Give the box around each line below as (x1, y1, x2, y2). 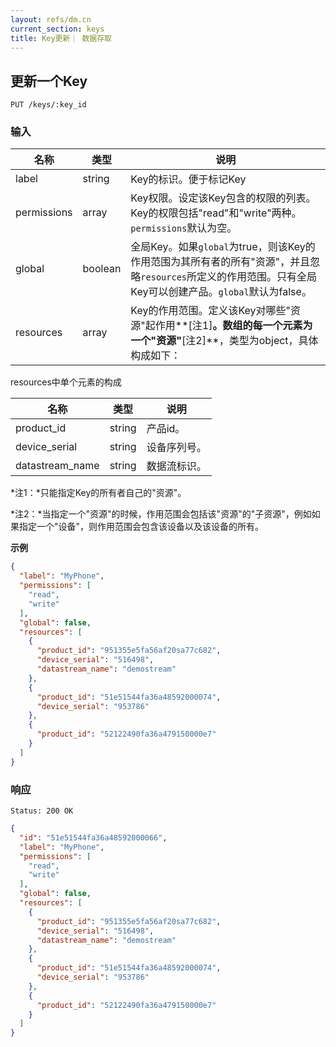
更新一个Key (10, 72, 88, 90)
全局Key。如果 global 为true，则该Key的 (130, 240, 316, 254)
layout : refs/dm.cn (10, 14, 92, 25)
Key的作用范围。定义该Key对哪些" (130, 304, 292, 318)
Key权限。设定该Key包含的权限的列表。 (130, 191, 317, 205)
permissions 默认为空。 (130, 221, 238, 235)
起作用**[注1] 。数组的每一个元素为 (144, 319, 313, 333)
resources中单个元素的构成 (10, 376, 122, 388)
